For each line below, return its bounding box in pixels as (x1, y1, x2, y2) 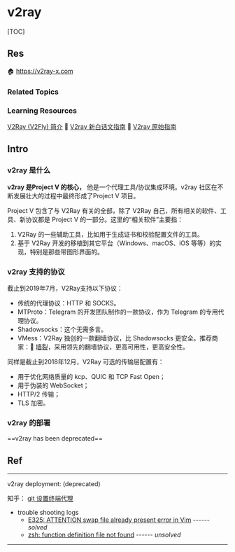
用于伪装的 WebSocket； (17, 381, 90, 389)
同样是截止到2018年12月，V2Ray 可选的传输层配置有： (7, 357, 164, 366)
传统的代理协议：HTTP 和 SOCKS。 (17, 298, 120, 307)
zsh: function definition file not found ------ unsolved (27, 530, 181, 539)
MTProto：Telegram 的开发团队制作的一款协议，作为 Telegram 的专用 (17, 308, 218, 316)
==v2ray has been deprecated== (7, 434, 103, 443)
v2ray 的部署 (7, 418, 51, 427)
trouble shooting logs (17, 509, 79, 517)
